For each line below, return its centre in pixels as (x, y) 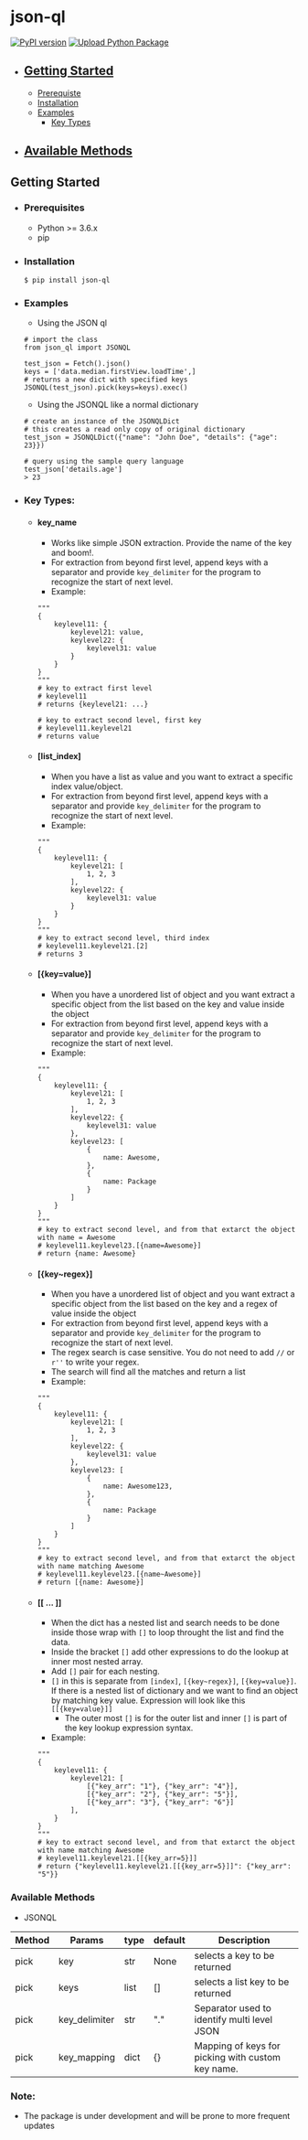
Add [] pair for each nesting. (106, 1672)
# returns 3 (60, 954)
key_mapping (87, 2057)
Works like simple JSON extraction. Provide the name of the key (171, 542)
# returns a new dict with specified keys (106, 380)
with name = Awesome (76, 1237)
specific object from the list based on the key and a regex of (164, 1304)
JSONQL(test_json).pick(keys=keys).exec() (106, 388)
